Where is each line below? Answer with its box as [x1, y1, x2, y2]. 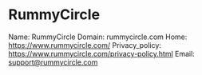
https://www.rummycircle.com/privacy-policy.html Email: [8, 49, 196, 58]
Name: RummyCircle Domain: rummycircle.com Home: [8, 32, 188, 41]
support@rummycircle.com [8, 57, 98, 67]
